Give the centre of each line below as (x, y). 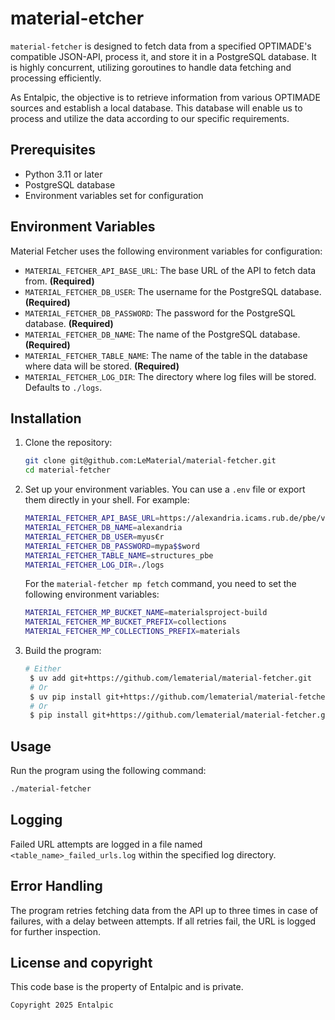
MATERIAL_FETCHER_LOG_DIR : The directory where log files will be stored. (170, 376)
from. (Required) (59, 281)
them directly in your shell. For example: (107, 500)
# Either (43, 669)
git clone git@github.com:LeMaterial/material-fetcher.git (150, 461)
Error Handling (56, 886)
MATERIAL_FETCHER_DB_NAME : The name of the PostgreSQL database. (162, 334)
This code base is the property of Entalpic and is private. (127, 987)
